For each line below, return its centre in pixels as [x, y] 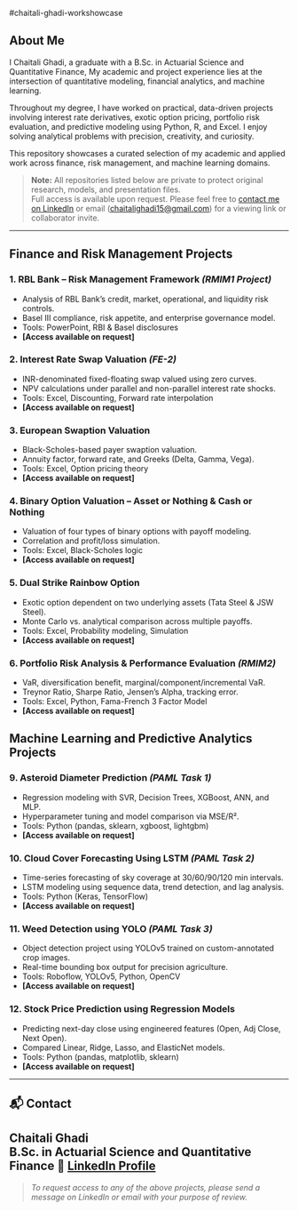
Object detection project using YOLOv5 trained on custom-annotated [148, 948]
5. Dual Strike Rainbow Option [74, 583]
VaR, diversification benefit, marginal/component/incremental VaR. [144, 682]
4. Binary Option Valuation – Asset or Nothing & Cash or [131, 501]
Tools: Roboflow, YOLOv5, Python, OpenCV [101, 976]
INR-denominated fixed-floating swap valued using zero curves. [139, 379]
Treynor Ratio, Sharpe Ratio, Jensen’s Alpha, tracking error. [130, 692]
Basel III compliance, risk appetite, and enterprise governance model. [149, 317]
